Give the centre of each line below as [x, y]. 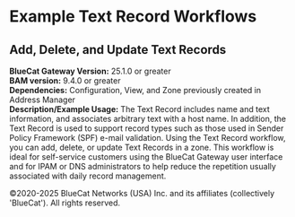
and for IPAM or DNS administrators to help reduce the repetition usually [143, 166]
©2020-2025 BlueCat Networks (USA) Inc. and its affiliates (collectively [142, 193]
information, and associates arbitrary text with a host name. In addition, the [148, 119]
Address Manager [43, 100]
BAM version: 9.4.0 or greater [65, 81]
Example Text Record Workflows [133, 17]
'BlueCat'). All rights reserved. [65, 203]
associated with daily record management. [88, 176]
